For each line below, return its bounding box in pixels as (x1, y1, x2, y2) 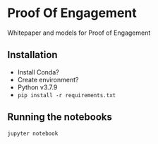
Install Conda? (17, 67, 59, 76)
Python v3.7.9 (17, 83, 58, 92)
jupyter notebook (7, 130, 59, 137)
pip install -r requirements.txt (17, 92, 116, 99)
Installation (7, 49, 58, 61)
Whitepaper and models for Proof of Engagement (7, 28, 151, 37)
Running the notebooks (7, 111, 113, 123)
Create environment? (17, 75, 79, 84)
